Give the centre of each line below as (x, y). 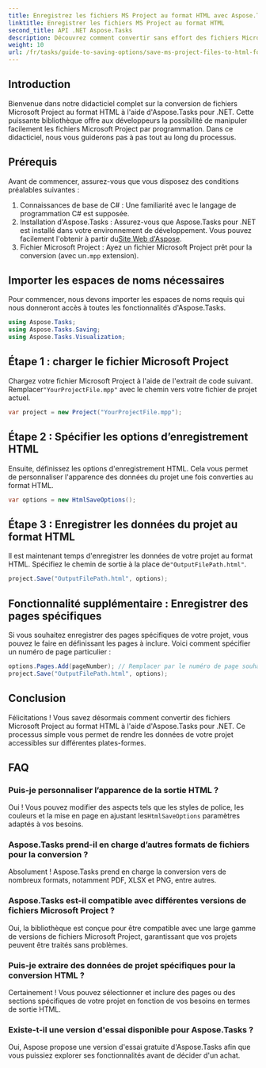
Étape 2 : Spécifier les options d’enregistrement (128, 437)
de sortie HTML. (35, 1009)
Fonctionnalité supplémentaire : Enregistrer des (128, 603)
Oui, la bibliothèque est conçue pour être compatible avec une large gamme (132, 928)
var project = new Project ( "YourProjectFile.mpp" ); (95, 412)
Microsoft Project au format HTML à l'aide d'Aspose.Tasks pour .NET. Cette (131, 112)
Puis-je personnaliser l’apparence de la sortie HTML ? (114, 790)
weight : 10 (26, 45)
